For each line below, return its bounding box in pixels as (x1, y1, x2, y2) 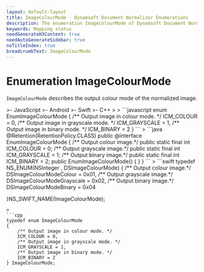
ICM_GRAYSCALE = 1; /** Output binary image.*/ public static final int (6, 151, 180, 158)
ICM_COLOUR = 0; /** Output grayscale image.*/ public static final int (6, 145, 180, 152)
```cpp (6, 212, 23, 218)
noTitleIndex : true (6, 43, 56, 49)
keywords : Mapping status (6, 25, 72, 32)
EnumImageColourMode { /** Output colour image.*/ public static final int (6, 138, 190, 145)
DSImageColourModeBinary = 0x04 (6, 183, 96, 191)
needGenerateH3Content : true (6, 32, 80, 38)
